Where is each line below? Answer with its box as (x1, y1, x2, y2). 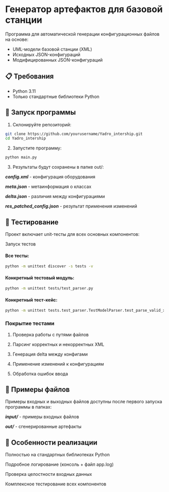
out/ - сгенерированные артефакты (5, 423, 82, 430)
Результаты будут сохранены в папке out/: (12, 164, 104, 170)
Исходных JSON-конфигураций (12, 52, 80, 58)
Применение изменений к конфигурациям (12, 361, 104, 367)
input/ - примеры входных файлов (5, 414, 79, 420)
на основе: (5, 36, 29, 42)
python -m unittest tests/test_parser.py (5, 286, 94, 291)
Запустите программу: (12, 145, 62, 151)
